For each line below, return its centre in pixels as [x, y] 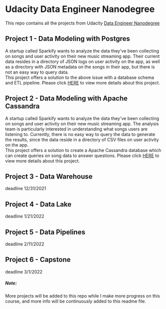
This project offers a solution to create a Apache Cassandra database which [83, 150]
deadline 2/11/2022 [25, 244]
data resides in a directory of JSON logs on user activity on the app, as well [83, 61]
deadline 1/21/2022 [25, 216]
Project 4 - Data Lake [38, 204]
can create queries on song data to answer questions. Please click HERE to [82, 155]
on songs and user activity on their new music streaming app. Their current [83, 56]
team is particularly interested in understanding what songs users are [77, 129]
